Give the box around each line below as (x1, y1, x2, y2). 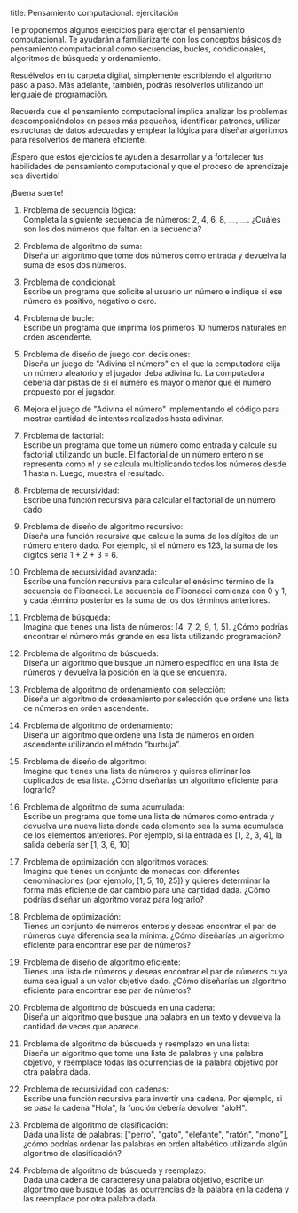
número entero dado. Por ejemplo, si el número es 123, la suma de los (22, 540, 278, 551)
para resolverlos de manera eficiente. (10, 135, 147, 145)
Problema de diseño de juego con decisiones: (22, 349, 191, 359)
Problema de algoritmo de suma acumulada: (22, 802, 185, 812)
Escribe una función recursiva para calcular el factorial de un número (22, 495, 276, 505)
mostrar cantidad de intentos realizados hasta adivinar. (22, 413, 224, 424)
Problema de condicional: (22, 277, 116, 287)
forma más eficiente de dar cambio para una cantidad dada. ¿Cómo (22, 885, 271, 895)
